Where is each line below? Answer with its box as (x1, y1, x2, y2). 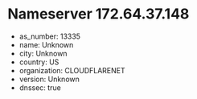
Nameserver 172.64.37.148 (7, 5, 190, 23)
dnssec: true (18, 82, 61, 93)
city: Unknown (18, 48, 68, 58)
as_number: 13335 (18, 31, 81, 41)
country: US (18, 57, 60, 67)
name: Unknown (18, 39, 74, 49)
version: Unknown (18, 74, 80, 84)
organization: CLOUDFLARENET (18, 65, 125, 75)
